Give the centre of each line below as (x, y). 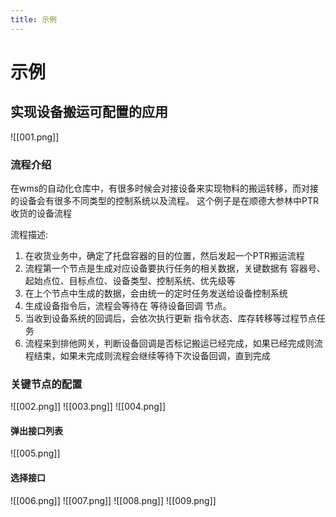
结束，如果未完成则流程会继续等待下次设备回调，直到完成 (152, 355)
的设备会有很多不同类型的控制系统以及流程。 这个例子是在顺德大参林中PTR (164, 200)
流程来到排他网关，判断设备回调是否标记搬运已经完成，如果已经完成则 (169, 343)
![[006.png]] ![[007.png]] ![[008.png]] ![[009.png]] (113, 500)
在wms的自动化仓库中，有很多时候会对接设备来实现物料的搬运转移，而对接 (165, 188)
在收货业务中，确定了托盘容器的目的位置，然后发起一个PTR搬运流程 (164, 255)
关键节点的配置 (46, 384)
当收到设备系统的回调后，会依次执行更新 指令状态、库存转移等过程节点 (170, 318)
